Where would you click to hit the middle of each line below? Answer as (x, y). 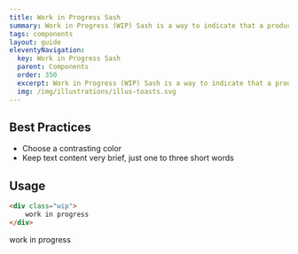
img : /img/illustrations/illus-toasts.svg (97, 91)
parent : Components (53, 67)
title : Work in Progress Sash (65, 17)
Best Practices (50, 127)
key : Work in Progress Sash (69, 58)
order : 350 (37, 75)
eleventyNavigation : (47, 50)
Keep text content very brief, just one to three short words (128, 158)
